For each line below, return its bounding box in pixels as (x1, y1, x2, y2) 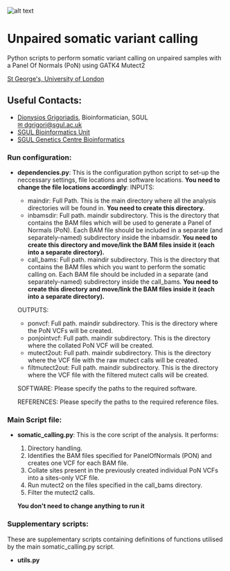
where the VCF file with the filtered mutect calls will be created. (27, 371, 209, 380)
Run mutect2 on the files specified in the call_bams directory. (27, 481, 203, 489)
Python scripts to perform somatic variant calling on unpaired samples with (7, 53, 222, 62)
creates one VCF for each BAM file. (27, 459, 129, 468)
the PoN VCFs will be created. (27, 327, 113, 335)
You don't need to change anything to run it (17, 502, 145, 510)
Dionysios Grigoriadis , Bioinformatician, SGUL (17, 113, 148, 121)
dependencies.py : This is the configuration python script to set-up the (17, 169, 220, 177)
